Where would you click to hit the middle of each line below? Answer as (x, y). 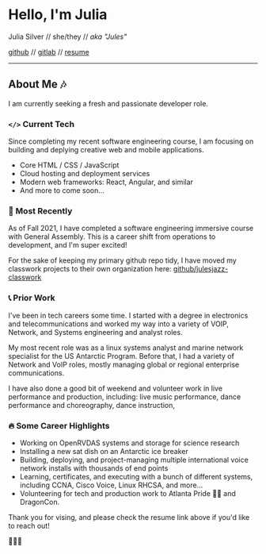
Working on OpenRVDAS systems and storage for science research (129, 443)
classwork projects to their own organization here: (90, 269)
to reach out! (29, 525)
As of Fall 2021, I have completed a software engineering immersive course (131, 229)
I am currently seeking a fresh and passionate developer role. (108, 103)
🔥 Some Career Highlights (59, 425)
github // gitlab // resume (49, 52)
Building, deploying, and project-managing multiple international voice (134, 460)
